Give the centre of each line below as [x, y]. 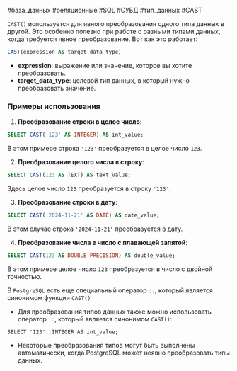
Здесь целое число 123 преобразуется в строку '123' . [89, 188]
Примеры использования [54, 106]
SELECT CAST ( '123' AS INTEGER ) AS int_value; [75, 135]
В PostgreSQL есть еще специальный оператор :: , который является [110, 290]
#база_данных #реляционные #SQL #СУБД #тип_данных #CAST [105, 10]
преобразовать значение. [57, 88]
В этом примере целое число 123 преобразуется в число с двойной [110, 269]
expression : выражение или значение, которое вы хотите [105, 65]
